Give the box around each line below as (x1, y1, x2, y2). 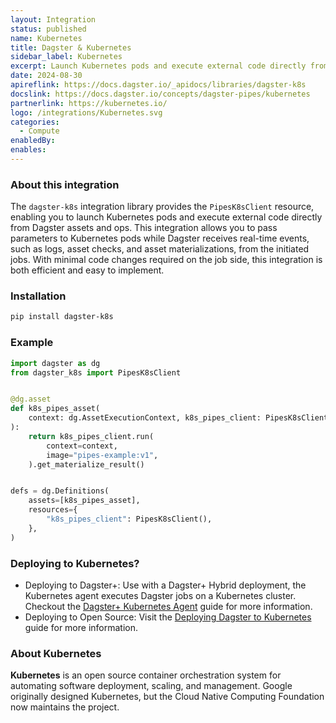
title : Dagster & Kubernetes (10, 42, 132, 53)
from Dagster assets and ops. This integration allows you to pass (10, 222, 278, 234)
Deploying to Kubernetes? (10, 556, 140, 570)
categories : (10, 117, 60, 127)
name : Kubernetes (10, 33, 83, 43)
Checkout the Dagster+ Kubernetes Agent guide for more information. (24, 600, 313, 612)
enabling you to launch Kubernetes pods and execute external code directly (10, 211, 323, 223)
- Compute (19, 126, 60, 136)
